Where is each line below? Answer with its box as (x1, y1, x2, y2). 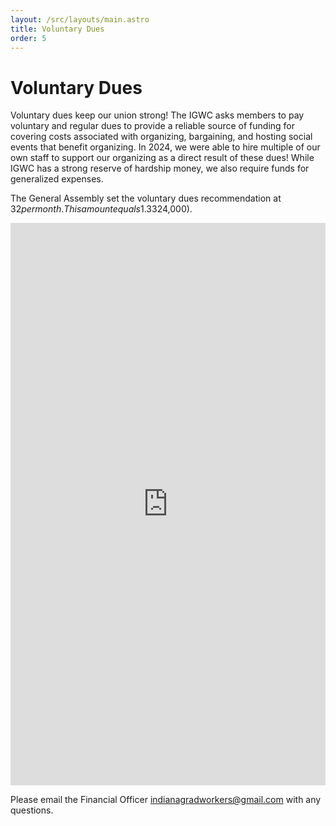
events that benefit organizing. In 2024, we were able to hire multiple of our (10, 141, 321, 153)
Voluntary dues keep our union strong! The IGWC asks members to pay (10, 109, 305, 121)
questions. (10, 804, 54, 816)
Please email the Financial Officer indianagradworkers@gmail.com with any (10, 794, 322, 806)
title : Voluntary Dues (10, 24, 105, 34)
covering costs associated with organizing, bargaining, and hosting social (10, 131, 313, 143)
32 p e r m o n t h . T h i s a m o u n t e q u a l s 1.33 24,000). (10, 203, 193, 215)
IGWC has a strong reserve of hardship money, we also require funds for (10, 162, 310, 175)
